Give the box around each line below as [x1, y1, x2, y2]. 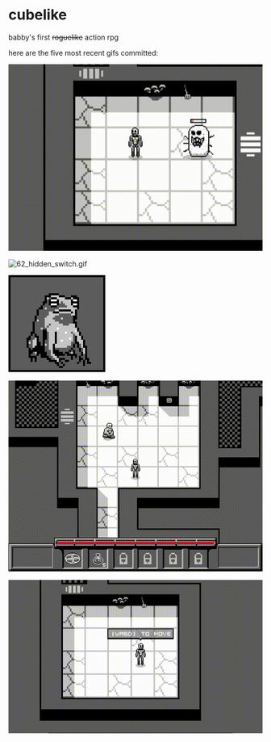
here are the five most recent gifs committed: [8, 48, 159, 57]
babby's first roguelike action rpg [8, 32, 119, 42]
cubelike [8, 6, 67, 24]
